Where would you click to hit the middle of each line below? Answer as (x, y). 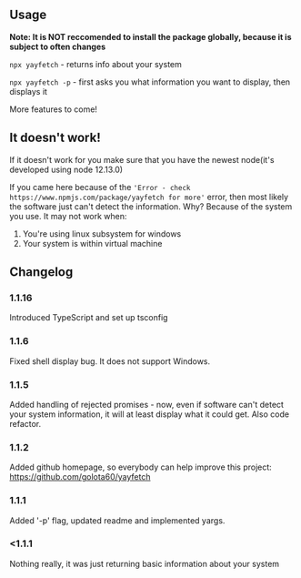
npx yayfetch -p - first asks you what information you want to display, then (150, 82)
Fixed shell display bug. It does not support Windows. (110, 361)
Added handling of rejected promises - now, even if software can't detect (147, 404)
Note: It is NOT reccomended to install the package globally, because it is (151, 36)
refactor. (25, 423)
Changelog (41, 272)
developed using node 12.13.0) (66, 169)
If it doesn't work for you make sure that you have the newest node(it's (142, 159)
